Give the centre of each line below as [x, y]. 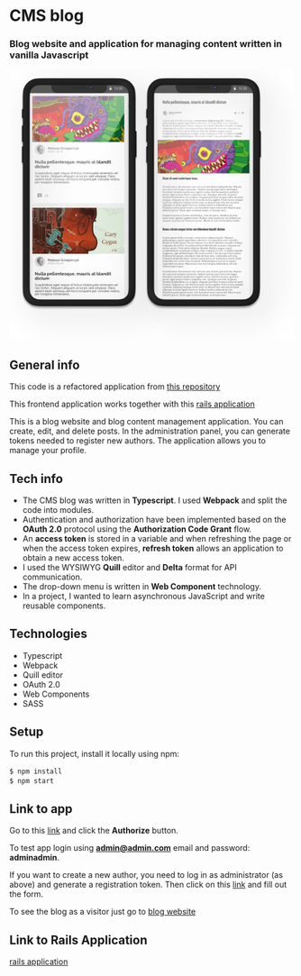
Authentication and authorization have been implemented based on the [154, 520]
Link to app [41, 809]
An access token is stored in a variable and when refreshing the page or [157, 539]
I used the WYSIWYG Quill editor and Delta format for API [129, 568]
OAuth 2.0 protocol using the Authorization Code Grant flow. [137, 529]
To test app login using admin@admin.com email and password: [130, 848]
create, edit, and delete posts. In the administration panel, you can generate [150, 431]
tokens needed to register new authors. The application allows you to [137, 441]
